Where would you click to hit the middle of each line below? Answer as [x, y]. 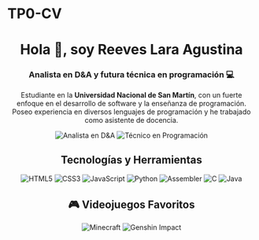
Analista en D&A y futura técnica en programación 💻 [131, 75]
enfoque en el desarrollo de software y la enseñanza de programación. [131, 103]
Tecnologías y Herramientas [131, 160]
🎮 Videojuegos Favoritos [131, 204]
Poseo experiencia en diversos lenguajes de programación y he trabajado [131, 112]
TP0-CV [35, 14]
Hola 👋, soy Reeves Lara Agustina [131, 50]
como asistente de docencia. [131, 120]
